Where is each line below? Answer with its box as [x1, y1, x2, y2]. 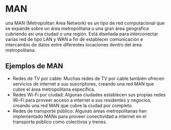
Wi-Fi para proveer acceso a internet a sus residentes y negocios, [12, 97, 152, 103]
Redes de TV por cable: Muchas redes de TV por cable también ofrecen [12, 75, 164, 82]
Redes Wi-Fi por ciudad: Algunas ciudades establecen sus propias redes [12, 91, 166, 97]
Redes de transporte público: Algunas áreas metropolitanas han [12, 108, 147, 114]
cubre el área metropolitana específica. [12, 86, 95, 92]
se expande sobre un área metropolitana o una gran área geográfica [5, 25, 149, 31]
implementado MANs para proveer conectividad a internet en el [12, 113, 146, 119]
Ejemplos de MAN [5, 62, 63, 70]
